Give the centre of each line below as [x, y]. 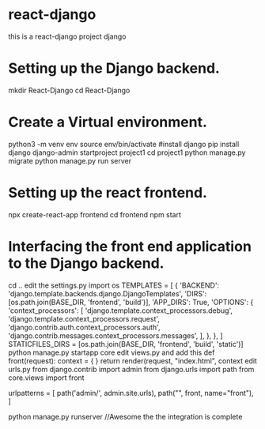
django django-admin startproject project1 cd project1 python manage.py [127, 152]
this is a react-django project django [67, 36]
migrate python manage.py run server [70, 160]
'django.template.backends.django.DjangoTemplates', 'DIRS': [108, 293]
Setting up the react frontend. [108, 193]
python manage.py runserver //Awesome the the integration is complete [125, 416]
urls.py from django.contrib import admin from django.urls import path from [131, 369]
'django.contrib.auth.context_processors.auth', [84, 327]
